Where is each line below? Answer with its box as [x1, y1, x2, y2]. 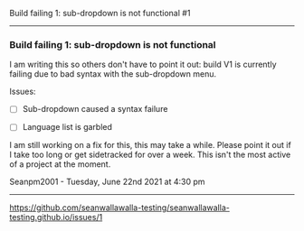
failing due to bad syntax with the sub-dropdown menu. [9, 69, 217, 79]
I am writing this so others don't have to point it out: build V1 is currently [9, 59, 278, 70]
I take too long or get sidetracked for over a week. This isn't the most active [9, 149, 291, 161]
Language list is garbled [22, 122, 113, 133]
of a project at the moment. [9, 159, 111, 170]
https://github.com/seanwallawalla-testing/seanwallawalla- [9, 202, 231, 213]
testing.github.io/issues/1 [9, 212, 103, 223]
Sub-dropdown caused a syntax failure [22, 104, 168, 115]
